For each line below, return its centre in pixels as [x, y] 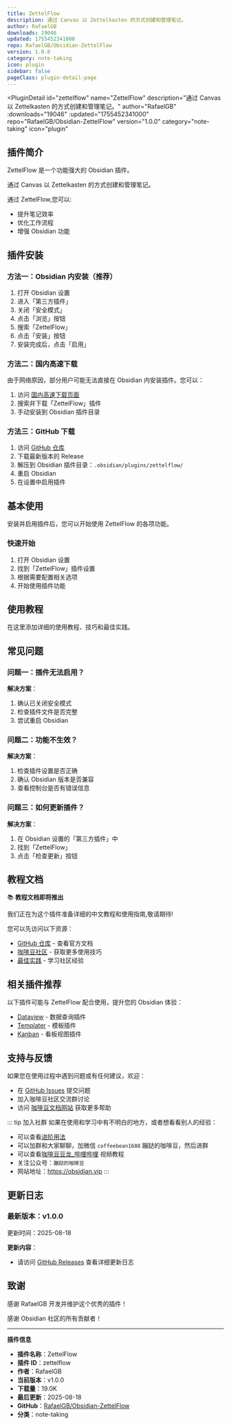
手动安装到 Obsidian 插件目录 [58, 412]
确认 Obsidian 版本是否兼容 [55, 779]
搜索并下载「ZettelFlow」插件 [59, 403]
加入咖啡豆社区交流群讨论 [53, 1099]
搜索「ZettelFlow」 [44, 327]
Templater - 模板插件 [47, 1026]
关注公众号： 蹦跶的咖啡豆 [51, 1163]
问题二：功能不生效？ [42, 740]
